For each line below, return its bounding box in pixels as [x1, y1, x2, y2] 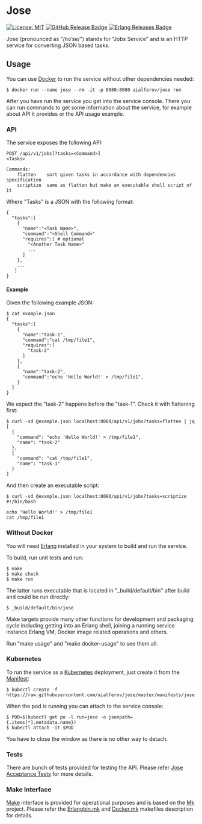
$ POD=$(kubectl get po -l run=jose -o [6, 714, 106, 720]
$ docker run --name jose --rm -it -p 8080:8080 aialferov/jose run [6, 87, 182, 93]
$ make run [6, 576, 34, 582]
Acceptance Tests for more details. [6, 770, 93, 778]
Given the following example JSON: [6, 299, 94, 306]
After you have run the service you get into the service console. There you [6, 97, 191, 104]
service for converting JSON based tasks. [6, 42, 110, 49]
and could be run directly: [6, 593, 70, 600]
